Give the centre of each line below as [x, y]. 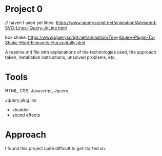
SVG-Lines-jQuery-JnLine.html [36, 27]
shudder [20, 109]
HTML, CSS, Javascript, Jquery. [37, 91]
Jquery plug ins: [21, 100]
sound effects [26, 115]
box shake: [16, 37]
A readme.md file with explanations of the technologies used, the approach [81, 52]
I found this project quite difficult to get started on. [56, 148]
